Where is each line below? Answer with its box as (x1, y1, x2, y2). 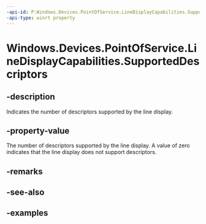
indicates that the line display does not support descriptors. (6, 149, 157, 156)
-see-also (6, 187, 45, 198)
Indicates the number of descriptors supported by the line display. (6, 108, 174, 115)
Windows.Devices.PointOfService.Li (6, 41, 197, 55)
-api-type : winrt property (6, 15, 75, 21)
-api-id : (6, 9, 29, 15)
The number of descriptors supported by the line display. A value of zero (6, 142, 190, 149)
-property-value (6, 125, 70, 136)
